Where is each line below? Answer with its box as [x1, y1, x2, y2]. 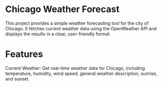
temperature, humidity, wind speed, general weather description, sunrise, [5, 70, 157, 76]
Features [5, 49, 43, 60]
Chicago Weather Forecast [5, 4, 120, 15]
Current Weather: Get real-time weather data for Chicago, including [5, 65, 145, 71]
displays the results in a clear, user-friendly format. [5, 31, 111, 37]
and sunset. [5, 75, 30, 81]
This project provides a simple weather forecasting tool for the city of [5, 20, 149, 26]
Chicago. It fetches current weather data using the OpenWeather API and [5, 25, 157, 31]
